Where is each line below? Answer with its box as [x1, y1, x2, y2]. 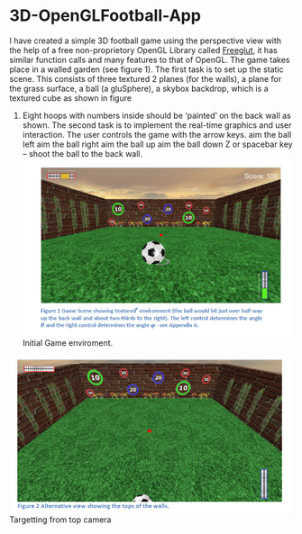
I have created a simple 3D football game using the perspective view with [9, 35, 282, 46]
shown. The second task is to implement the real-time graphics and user [22, 119, 292, 131]
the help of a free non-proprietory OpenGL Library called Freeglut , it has [9, 44, 278, 55]
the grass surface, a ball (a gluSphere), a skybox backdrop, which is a [9, 83, 269, 94]
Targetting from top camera [9, 514, 112, 525]
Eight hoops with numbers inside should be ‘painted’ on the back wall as [22, 110, 291, 121]
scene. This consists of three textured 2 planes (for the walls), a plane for [9, 73, 282, 84]
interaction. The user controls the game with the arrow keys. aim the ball [22, 129, 292, 140]
